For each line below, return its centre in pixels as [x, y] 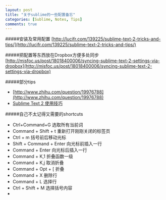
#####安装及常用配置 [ [29, 39]
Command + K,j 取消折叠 [38, 163]
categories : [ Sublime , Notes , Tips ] [44, 19]
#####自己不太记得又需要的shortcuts [44, 114]
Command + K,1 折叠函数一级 [43, 157]
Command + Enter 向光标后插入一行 [50, 150]
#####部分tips [21, 82]
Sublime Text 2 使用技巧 [38, 104]
